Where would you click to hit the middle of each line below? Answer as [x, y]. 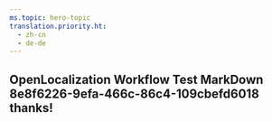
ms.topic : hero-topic [50, 18]
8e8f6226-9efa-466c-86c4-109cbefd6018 [134, 94]
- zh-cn [32, 34]
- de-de [32, 43]
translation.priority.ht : [58, 26]
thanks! [32, 108]
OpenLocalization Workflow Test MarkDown [136, 79]
